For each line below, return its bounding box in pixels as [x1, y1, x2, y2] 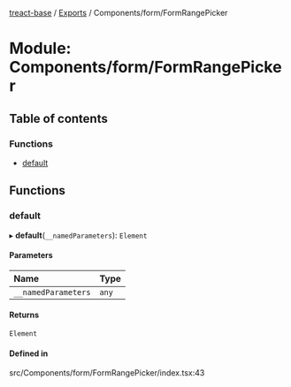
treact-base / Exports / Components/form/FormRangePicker [9, 8, 228, 18]
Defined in [9, 348, 49, 359]
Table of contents [9, 110, 108, 126]
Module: [9, 39, 72, 58]
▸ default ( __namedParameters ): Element [9, 230, 148, 240]
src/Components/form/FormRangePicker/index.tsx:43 [9, 368, 205, 378]
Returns [9, 309, 40, 321]
